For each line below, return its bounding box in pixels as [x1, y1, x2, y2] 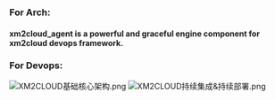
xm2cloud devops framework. [9, 37, 123, 48]
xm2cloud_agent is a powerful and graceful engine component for [9, 28, 261, 39]
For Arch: [9, 6, 51, 19]
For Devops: [9, 59, 63, 72]
